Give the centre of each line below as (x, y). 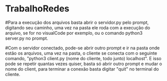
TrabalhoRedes (37, 9)
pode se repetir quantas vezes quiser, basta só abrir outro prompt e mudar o (84, 64)
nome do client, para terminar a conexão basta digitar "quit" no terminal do (82, 69)
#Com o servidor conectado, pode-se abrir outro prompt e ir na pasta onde (83, 48)
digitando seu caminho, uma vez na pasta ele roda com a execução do (78, 27)
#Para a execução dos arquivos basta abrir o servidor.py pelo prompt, (77, 22)
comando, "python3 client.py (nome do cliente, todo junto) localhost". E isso (83, 58)
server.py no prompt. (27, 38)
